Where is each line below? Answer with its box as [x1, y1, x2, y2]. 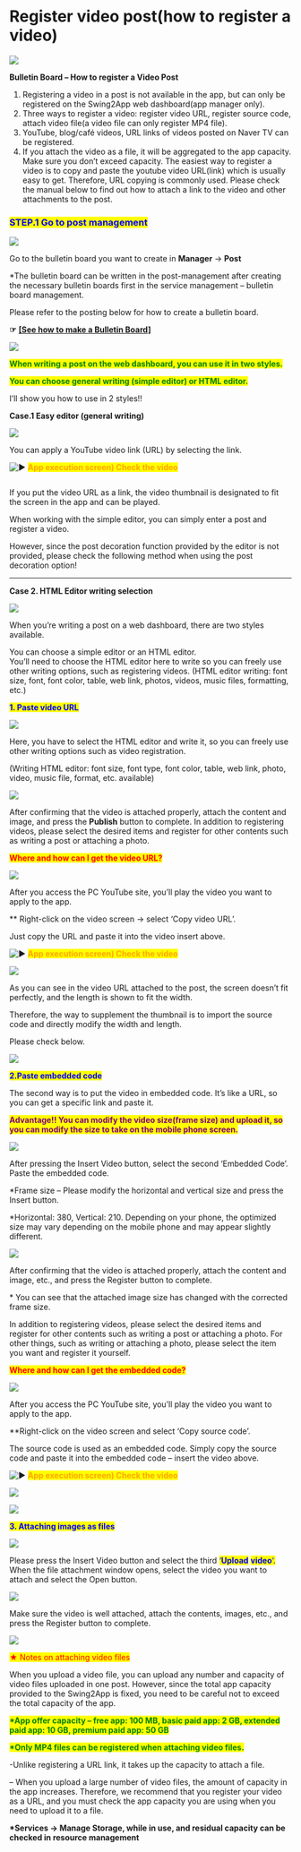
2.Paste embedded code [9, 1070, 103, 1081]
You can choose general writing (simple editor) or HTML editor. [9, 376, 249, 387]
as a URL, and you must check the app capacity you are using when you [9, 1796, 276, 1806]
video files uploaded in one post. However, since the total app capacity [9, 1679, 271, 1690]
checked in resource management [9, 1832, 140, 1843]
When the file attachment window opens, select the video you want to [9, 1565, 267, 1575]
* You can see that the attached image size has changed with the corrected [9, 1292, 288, 1303]
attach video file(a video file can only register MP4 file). [21, 117, 228, 128]
